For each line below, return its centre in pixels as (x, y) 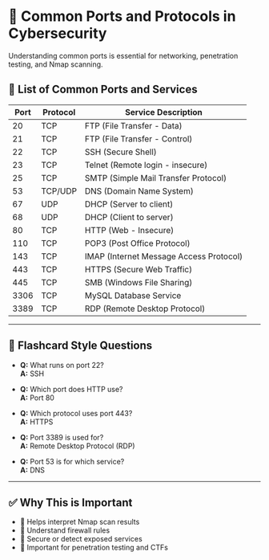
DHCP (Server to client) (129, 204)
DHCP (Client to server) (129, 217)
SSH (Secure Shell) (121, 152)
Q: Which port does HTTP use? (71, 389)
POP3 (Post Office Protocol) (137, 243)
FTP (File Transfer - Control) (139, 138)
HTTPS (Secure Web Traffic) (139, 269)
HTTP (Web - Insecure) (129, 230)
